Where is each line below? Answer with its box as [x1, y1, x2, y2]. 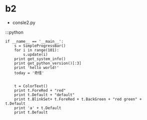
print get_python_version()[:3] [14, 60, 81, 65]
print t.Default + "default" [14, 92, 75, 97]
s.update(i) [23, 52, 48, 57]
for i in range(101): [14, 47, 59, 52]
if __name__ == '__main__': [5, 38, 64, 44]
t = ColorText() [14, 83, 48, 88]
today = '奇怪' [14, 70, 44, 75]
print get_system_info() [14, 56, 66, 61]
